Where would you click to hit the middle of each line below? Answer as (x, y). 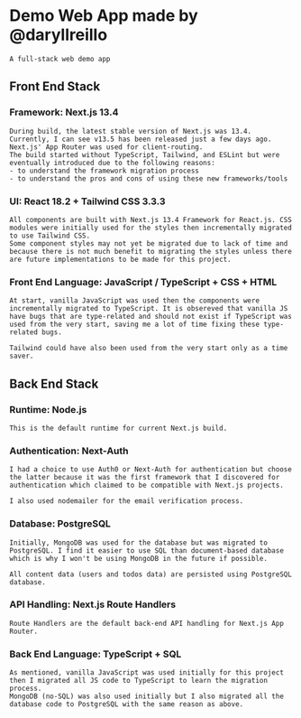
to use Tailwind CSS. (50, 236)
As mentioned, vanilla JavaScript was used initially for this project (146, 673)
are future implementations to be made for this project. (120, 259)
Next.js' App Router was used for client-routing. (106, 147)
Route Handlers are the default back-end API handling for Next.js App (146, 623)
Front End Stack (55, 87)
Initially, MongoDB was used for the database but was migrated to (139, 543)
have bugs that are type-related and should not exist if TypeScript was (151, 317)
